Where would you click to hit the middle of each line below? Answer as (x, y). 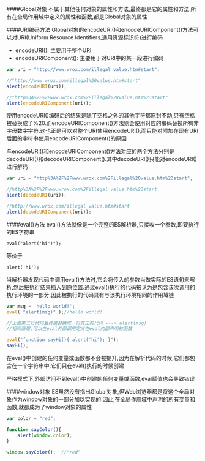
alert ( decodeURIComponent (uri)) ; (49, 212)
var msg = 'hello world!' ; (41, 306)
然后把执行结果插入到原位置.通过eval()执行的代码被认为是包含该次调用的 (104, 287)
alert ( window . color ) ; (45, 435)
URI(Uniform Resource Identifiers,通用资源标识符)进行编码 (90, 37)
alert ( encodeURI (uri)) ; (37, 86)
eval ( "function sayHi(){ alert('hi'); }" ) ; (63, 340)
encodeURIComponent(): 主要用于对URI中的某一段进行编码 (89, 58)
